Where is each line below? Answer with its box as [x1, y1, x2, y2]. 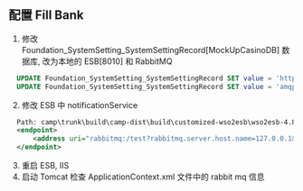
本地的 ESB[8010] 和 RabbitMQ [57, 56, 173, 67]
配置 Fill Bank [8, 7, 84, 23]
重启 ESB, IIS [21, 160, 70, 171]
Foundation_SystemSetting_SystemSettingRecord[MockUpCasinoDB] [21, 44, 280, 55]
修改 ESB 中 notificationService [21, 99, 138, 110]
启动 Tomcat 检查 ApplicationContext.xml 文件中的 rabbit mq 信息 [21, 171, 265, 182]
